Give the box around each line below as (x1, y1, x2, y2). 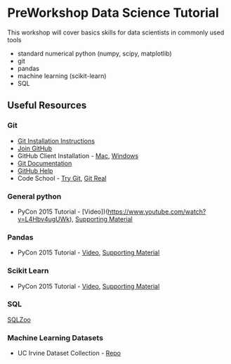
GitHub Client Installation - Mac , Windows (17, 151, 139, 160)
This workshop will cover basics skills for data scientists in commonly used (7, 28, 225, 37)
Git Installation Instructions (17, 136, 95, 145)
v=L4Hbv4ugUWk (17, 214, 70, 223)
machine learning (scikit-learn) (17, 72, 107, 80)
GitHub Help (17, 167, 53, 175)
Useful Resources (7, 100, 87, 112)
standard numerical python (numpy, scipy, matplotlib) (17, 49, 172, 58)
